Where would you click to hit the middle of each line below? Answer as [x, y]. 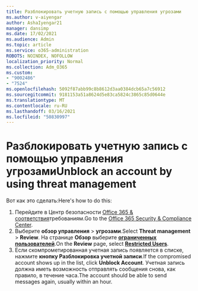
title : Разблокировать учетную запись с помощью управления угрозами [94, 12]
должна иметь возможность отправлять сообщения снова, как [95, 269]
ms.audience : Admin [30, 39]
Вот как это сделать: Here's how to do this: [59, 201]
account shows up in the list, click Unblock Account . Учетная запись [100, 263]
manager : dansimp [28, 28]
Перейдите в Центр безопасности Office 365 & [74, 212]
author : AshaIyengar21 [34, 23]
